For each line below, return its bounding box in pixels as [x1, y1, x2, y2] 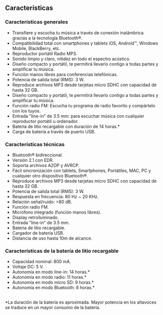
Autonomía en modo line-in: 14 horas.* [12, 269, 90, 275]
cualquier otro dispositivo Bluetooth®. [12, 172, 88, 178]
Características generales [5, 19, 69, 25]
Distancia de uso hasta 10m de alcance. [12, 235, 93, 241]
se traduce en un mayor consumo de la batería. [5, 305, 100, 311]
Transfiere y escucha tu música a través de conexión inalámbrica [12, 29, 144, 36]
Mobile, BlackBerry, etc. [12, 45, 61, 51]
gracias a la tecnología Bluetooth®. [12, 35, 83, 41]
